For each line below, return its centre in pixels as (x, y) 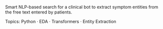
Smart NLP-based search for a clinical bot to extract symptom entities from (82, 7)
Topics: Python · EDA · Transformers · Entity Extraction (61, 22)
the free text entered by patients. (39, 12)
